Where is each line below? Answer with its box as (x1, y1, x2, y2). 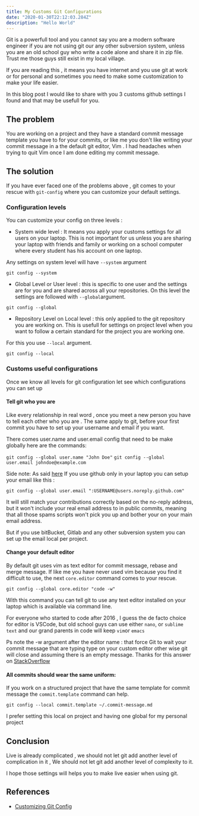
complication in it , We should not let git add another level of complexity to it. (6, 758, 194, 765)
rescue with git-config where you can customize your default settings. (6, 189, 181, 195)
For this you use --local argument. (6, 340, 92, 347)
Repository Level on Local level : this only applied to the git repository (14, 315, 185, 322)
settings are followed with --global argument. (14, 293, 126, 300)
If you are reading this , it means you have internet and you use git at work (6, 67, 188, 74)
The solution (6, 166, 54, 176)
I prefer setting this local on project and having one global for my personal (6, 713, 188, 720)
